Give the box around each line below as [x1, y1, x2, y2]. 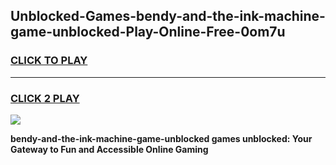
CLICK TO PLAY [10, 54, 88, 68]
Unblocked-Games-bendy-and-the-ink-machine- [10, 8, 326, 25]
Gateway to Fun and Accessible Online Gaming [10, 143, 209, 155]
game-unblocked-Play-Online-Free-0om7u [10, 24, 286, 41]
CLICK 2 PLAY [10, 91, 80, 105]
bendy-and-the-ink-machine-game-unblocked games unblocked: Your [10, 132, 313, 144]
